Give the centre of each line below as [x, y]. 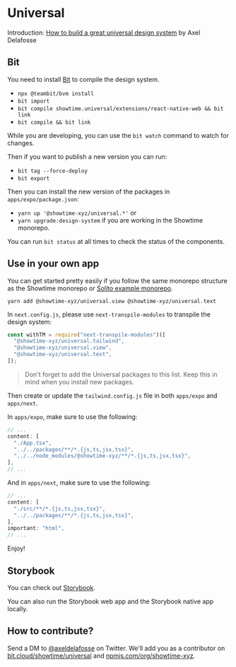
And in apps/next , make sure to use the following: [79, 483]
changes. [21, 143]
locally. [18, 609]
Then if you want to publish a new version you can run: [87, 156]
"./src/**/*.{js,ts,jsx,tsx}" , [60, 509]
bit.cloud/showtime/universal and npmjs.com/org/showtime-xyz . [101, 656]
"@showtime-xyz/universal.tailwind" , [69, 341]
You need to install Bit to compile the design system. [83, 79]
